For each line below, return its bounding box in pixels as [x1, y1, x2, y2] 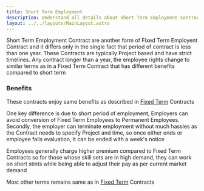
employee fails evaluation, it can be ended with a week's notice [6, 135, 165, 142]
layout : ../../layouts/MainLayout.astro [6, 20, 110, 26]
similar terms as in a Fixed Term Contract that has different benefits [6, 62, 175, 70]
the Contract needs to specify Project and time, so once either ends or [6, 129, 183, 136]
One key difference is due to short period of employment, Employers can [6, 110, 188, 117]
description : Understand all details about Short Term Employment [6, 15, 178, 21]
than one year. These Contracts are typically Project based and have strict [6, 50, 192, 57]
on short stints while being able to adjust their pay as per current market [6, 160, 187, 167]
